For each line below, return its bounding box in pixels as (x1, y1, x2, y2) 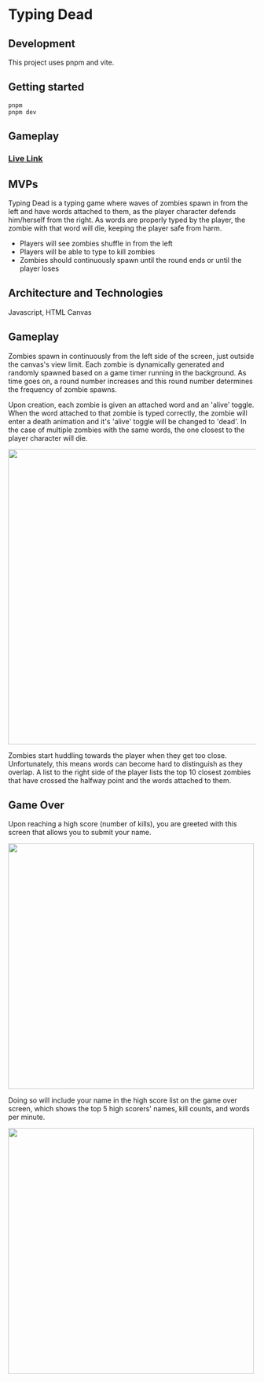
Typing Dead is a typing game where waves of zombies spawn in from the (8, 198, 248, 208)
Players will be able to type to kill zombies (19, 246, 156, 257)
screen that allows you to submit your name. (8, 828, 152, 837)
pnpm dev (8, 108, 37, 116)
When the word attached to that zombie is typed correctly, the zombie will (8, 408, 247, 418)
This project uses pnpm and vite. (8, 57, 115, 67)
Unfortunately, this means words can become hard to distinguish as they (8, 759, 244, 768)
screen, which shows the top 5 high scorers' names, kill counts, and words (8, 1104, 250, 1114)
